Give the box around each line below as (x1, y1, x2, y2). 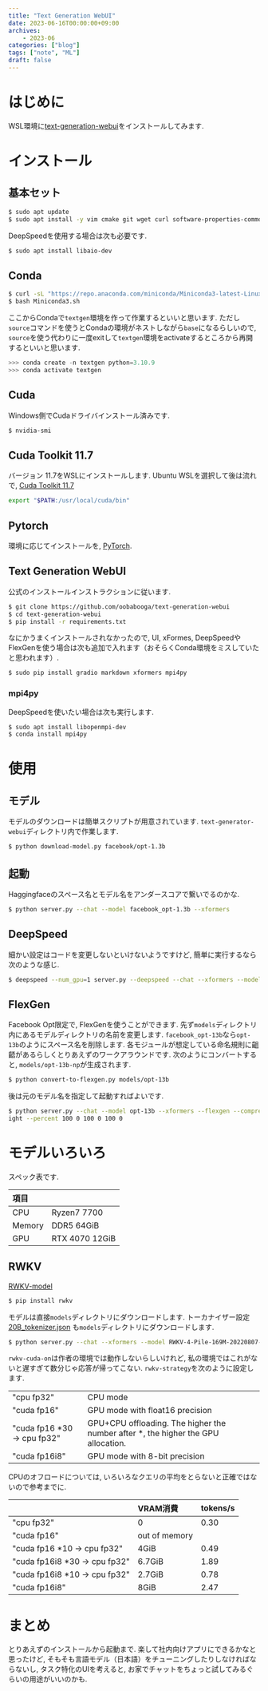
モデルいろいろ (8, 1144, 107, 1162)
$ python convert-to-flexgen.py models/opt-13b (8, 1076, 170, 1084)
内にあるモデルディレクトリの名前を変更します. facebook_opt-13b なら (8, 1030, 237, 1039)
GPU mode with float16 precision (87, 1405, 213, 1416)
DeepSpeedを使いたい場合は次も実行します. (8, 707, 154, 716)
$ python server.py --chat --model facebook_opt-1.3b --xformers (8, 905, 230, 913)
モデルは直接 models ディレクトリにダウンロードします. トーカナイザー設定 (8, 1312, 250, 1322)
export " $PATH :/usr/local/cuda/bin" (8, 497, 130, 505)
